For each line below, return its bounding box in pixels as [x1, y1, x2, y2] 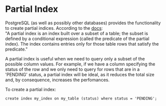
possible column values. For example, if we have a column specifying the [5, 61, 156, 67]
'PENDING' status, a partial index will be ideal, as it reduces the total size [5, 71, 155, 77]
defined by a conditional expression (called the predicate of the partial [5, 36, 150, 42]
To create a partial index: [5, 86, 56, 92]
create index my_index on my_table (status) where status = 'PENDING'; [5, 96, 157, 101]
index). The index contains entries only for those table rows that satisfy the [5, 41, 159, 47]
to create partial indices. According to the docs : [5, 25, 103, 31]
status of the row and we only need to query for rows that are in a [5, 66, 140, 72]
